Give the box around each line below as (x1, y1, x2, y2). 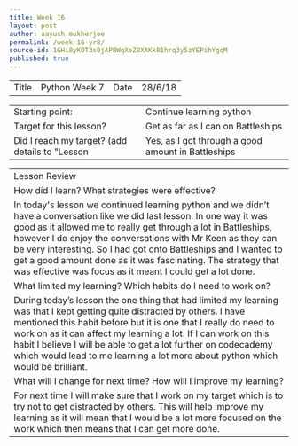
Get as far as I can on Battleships (145, 121, 283, 132)
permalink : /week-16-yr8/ (9, 37, 105, 47)
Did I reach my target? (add (13, 135, 128, 146)
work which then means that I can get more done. (13, 423, 220, 434)
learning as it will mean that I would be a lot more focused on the (13, 411, 282, 424)
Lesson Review (13, 170, 77, 182)
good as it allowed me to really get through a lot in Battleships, (13, 221, 272, 233)
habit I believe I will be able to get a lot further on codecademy (13, 339, 273, 350)
